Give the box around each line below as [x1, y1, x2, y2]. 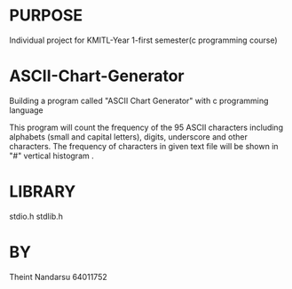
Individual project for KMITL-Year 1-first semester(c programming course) [9, 35, 278, 45]
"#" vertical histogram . [9, 150, 95, 161]
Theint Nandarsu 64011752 [9, 271, 108, 282]
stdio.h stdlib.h [9, 211, 64, 221]
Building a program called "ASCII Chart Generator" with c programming [9, 95, 269, 106]
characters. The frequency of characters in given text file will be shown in [9, 140, 279, 151]
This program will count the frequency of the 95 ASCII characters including [9, 122, 284, 132]
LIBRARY [9, 181, 76, 202]
